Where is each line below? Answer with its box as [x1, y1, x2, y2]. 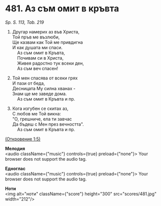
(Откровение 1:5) [5, 136, 41, 142]
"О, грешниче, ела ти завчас [12, 116, 72, 122]
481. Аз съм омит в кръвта [5, 3, 119, 14]
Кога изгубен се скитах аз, [12, 105, 69, 111]
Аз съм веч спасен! [17, 65, 58, 71]
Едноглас [5, 166, 26, 172]
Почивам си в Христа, [17, 55, 64, 61]
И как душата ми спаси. [12, 44, 63, 50]
